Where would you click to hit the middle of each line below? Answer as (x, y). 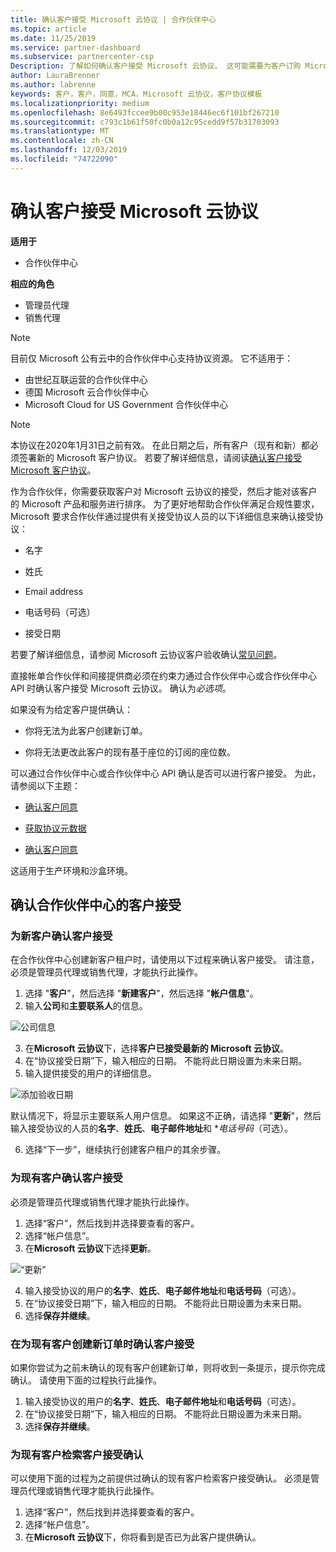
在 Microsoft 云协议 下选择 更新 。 (90, 1248)
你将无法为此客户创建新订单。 (86, 730)
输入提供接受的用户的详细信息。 (90, 1073)
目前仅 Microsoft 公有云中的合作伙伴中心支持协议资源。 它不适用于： (152, 358)
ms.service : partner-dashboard (75, 47)
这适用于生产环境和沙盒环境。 (71, 870)
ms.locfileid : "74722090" (64, 159)
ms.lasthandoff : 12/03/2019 (69, 150)
